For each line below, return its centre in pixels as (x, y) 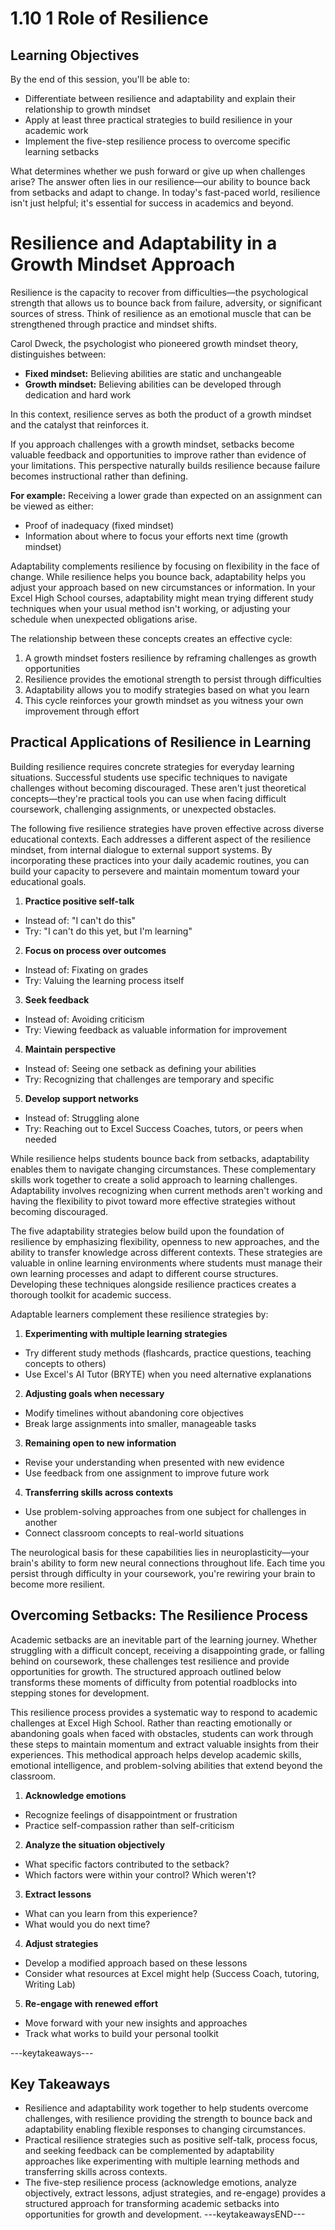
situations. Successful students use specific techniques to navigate (149, 777)
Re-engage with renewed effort (91, 2003)
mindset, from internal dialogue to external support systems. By (141, 849)
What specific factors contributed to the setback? (127, 1864)
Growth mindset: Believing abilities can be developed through (153, 384)
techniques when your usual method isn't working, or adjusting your (150, 608)
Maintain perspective (70, 1049)
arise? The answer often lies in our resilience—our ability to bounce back (160, 181)
